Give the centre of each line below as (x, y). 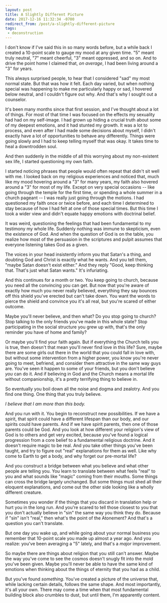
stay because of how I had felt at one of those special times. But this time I (82, 208)
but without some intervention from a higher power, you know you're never (82, 358)
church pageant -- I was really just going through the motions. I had (75, 198)
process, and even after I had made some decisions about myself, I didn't (81, 130)
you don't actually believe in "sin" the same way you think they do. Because (83, 513)
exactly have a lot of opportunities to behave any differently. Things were (80, 136)
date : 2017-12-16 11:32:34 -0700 (40, 19)
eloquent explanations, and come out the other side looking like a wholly (79, 487)
